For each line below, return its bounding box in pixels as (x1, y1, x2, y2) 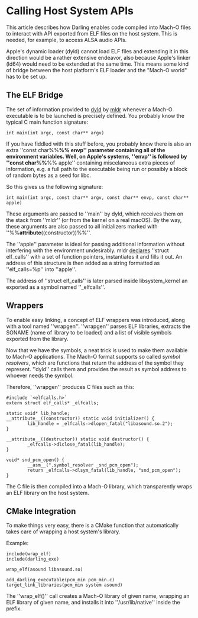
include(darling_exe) (6, 556, 60, 562)
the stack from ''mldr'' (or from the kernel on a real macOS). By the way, (6, 216, 182, 223)
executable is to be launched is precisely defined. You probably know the (6, 112, 185, 119)
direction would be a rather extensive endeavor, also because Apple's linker (6, 54, 191, 61)
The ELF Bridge (6, 90, 63, 100)
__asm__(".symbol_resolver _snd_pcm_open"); (27, 462, 139, 468)
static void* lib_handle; (6, 410, 70, 416)
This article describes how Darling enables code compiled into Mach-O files (6, 24, 191, 31)
